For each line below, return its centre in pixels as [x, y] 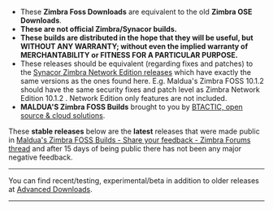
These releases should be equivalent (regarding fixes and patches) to [136, 63]
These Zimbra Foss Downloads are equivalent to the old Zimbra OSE [136, 12]
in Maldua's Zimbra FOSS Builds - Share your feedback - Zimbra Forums [130, 140]
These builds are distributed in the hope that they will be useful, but [136, 37]
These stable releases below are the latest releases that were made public [134, 131]
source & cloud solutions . [63, 116]
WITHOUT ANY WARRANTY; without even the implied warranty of [134, 46]
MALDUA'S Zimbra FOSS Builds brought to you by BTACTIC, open [132, 107]
